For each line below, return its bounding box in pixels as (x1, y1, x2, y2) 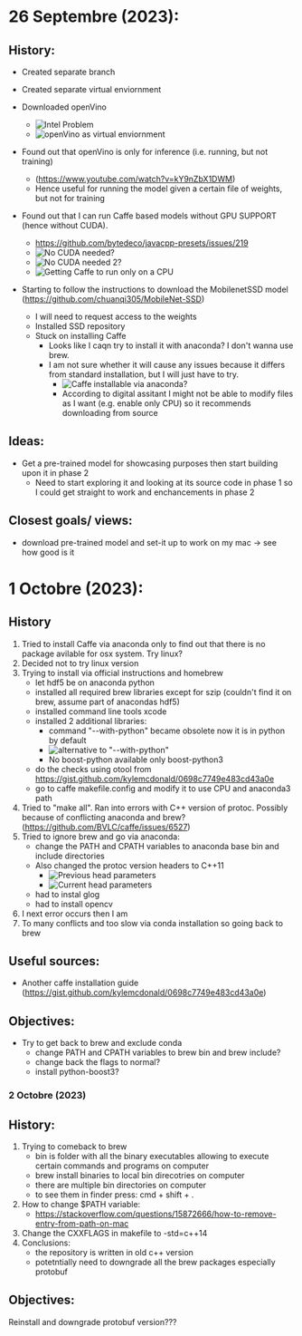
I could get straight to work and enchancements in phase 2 (34, 487, 255, 498)
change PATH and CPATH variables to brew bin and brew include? (34, 1047, 281, 1058)
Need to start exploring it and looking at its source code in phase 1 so (34, 477, 293, 488)
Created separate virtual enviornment (21, 84, 162, 94)
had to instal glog (34, 888, 100, 899)
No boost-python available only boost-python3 (48, 754, 223, 765)
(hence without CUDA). (21, 220, 109, 230)
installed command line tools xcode (34, 705, 167, 717)
